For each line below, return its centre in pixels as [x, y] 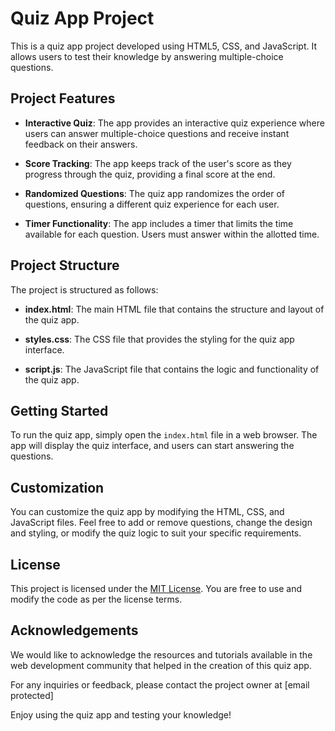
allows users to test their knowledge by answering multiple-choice [147, 56]
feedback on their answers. [81, 144]
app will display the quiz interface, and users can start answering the [152, 446]
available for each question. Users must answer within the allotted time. [172, 234]
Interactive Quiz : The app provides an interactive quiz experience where [174, 123]
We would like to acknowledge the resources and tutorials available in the [161, 654]
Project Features [63, 98]
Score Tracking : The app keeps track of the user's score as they [158, 163]
